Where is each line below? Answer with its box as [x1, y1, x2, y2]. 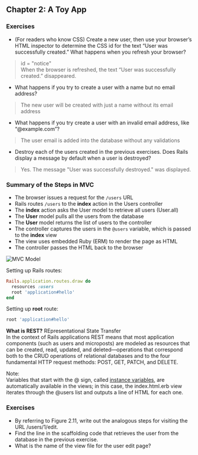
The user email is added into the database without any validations [20, 137, 180, 144]
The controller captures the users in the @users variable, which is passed [14, 225, 192, 232]
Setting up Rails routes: [6, 266, 62, 273]
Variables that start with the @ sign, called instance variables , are [6, 377, 165, 384]
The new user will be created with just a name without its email [20, 101, 174, 108]
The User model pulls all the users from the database [14, 212, 144, 220]
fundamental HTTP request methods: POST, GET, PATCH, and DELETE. [6, 359, 179, 366]
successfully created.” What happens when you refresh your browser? [14, 48, 186, 55]
